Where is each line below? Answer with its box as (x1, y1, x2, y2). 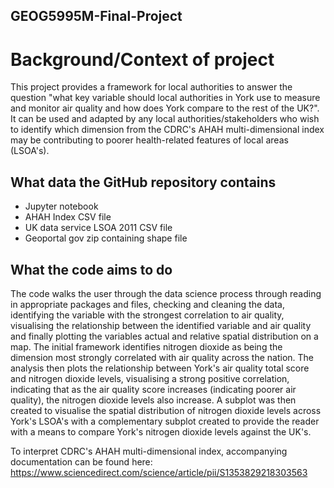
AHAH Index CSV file (24, 211, 112, 223)
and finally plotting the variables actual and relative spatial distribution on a (10, 330, 319, 342)
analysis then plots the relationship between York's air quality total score (10, 362, 310, 374)
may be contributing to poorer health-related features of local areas (10, 134, 289, 146)
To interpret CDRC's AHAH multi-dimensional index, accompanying (10, 445, 288, 457)
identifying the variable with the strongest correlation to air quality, (10, 309, 285, 321)
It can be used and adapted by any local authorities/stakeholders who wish (10, 113, 320, 125)
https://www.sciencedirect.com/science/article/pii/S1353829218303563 (10, 466, 308, 478)
